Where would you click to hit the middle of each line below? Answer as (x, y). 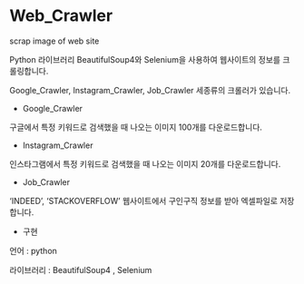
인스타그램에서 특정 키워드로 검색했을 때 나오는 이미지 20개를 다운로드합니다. (145, 163)
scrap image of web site (54, 41)
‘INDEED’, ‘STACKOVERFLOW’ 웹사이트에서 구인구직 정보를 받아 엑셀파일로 (144, 201)
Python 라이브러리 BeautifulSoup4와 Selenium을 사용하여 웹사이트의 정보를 (145, 59)
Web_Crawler (61, 16)
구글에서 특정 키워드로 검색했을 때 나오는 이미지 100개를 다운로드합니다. (136, 127)
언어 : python (33, 250)
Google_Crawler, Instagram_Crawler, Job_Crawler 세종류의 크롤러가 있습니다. (150, 90)
